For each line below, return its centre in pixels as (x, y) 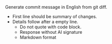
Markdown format (38, 37)
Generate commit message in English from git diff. (56, 7)
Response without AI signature (51, 32)
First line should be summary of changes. (55, 16)
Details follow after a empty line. (45, 22)
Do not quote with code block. (51, 27)
